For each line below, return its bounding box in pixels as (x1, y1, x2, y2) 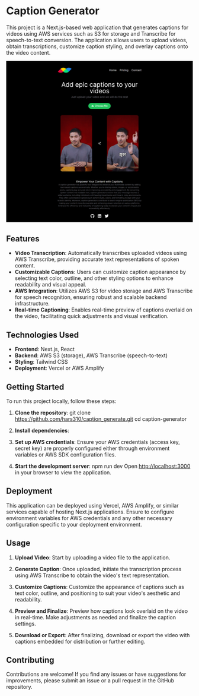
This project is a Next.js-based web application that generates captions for (6, 24, 189, 31)
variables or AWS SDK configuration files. (14, 451, 117, 458)
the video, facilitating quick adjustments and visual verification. (14, 313, 169, 320)
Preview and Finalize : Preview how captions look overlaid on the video (14, 607, 188, 615)
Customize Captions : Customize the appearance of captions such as (14, 583, 185, 590)
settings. (14, 620, 37, 627)
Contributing (6, 655, 54, 665)
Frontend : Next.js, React (14, 346, 75, 353)
